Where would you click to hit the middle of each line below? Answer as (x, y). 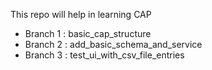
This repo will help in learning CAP (81, 14)
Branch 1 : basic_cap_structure (88, 33)
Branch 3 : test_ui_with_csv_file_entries (104, 55)
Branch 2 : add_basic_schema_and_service (113, 44)
